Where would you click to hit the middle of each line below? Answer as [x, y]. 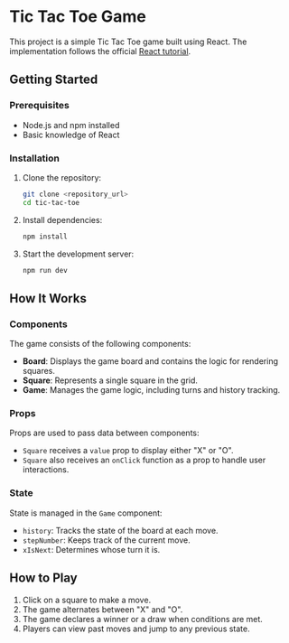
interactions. [46, 470]
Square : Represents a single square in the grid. [110, 380]
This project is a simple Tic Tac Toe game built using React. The [128, 42]
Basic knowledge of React [71, 135]
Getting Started [54, 80]
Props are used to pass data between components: [105, 433]
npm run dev [45, 270]
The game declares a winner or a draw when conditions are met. [143, 619]
